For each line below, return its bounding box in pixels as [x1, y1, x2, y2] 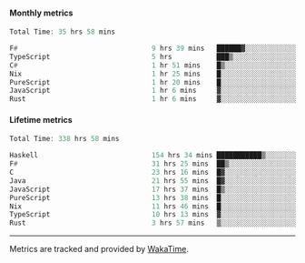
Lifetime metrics [9, 114, 73, 125]
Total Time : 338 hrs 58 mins [9, 135, 120, 144]
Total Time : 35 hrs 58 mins [9, 27, 116, 36]
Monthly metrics [9, 7, 74, 18]
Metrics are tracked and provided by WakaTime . [9, 244, 189, 255]
